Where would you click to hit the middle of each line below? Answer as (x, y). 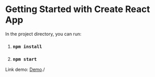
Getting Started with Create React (78, 9)
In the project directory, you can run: (43, 34)
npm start (25, 59)
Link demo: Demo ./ (25, 69)
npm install (27, 47)
